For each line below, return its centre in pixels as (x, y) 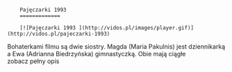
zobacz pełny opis (33, 61)
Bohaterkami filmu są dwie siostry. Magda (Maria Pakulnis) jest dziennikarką (116, 47)
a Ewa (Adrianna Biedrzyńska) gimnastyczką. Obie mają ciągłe (97, 54)
